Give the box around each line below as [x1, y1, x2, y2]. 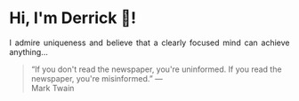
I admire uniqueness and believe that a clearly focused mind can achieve [9, 37, 290, 48]
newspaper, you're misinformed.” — [30, 73, 163, 83]
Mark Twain [30, 82, 75, 93]
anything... [9, 46, 49, 57]
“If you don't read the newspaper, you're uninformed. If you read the [30, 64, 282, 74]
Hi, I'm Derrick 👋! [9, 8, 136, 28]
